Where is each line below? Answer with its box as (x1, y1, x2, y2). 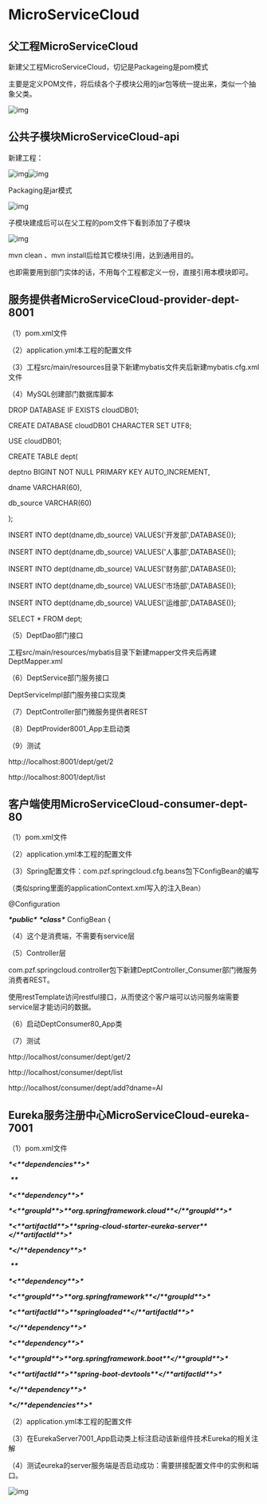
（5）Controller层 (8, 949, 66, 958)
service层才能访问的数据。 (8, 1002, 96, 1012)
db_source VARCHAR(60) (8, 498, 92, 507)
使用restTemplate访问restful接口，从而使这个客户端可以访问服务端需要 (8, 993, 240, 1002)
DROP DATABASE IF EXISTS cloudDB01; (8, 405, 139, 415)
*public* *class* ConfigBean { (8, 915, 112, 925)
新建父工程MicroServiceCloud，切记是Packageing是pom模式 (8, 62, 209, 71)
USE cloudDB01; (8, 436, 62, 445)
